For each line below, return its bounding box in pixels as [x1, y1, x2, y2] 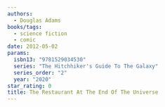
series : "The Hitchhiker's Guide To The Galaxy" [13, 63, 159, 70]
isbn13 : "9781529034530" [13, 56, 86, 63]
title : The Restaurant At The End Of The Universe [7, 89, 159, 96]
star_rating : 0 [7, 82, 52, 89]
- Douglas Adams [13, 17, 61, 24]
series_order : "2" [13, 69, 68, 76]
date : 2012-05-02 [7, 43, 58, 50]
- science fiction [13, 30, 68, 37]
